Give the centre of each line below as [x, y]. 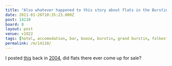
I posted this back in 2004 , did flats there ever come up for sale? [73, 58]
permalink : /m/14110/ [28, 43]
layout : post [19, 29]
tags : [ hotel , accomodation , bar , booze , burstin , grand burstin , [78, 39]
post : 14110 [18, 19]
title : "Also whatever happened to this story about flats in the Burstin [87, 10]
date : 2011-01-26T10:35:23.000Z [40, 15]
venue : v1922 [19, 34]
